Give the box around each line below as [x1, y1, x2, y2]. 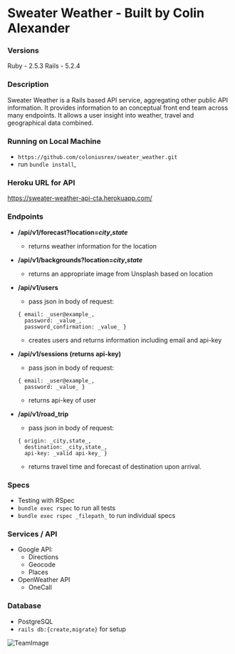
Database [7, 601, 41, 611]
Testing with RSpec [17, 496, 75, 504]
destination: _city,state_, [24, 443, 108, 450]
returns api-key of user [28, 395, 96, 404]
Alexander [7, 20, 70, 36]
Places [28, 568, 48, 576]
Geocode [28, 561, 56, 569]
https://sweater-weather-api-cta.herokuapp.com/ [7, 194, 152, 202]
